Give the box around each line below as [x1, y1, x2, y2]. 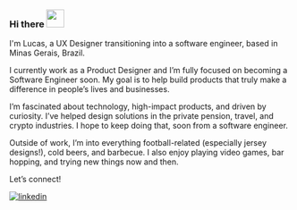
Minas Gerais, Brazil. [9, 47, 85, 58]
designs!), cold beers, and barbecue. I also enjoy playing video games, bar [9, 147, 284, 158]
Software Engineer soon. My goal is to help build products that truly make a [9, 74, 287, 85]
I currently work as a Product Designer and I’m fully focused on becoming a [9, 65, 288, 76]
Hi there [9, 18, 45, 30]
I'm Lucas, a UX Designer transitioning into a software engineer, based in [9, 38, 278, 49]
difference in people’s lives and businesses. [9, 84, 170, 95]
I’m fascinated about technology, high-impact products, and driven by [9, 101, 267, 112]
